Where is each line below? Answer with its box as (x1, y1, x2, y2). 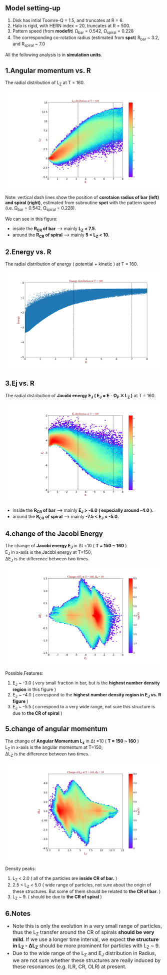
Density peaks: (5, 865, 36, 872)
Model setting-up (5, 4, 61, 13)
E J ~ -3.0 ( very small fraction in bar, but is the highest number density (12, 680, 160, 687)
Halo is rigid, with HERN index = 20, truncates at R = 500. (12, 23, 131, 29)
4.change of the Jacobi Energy (5, 529, 103, 538)
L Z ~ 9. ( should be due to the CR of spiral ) (12, 893, 102, 901)
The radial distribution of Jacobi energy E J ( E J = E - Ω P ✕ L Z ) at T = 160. (5, 392, 156, 400)
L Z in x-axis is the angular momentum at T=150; (5, 744, 103, 752)
